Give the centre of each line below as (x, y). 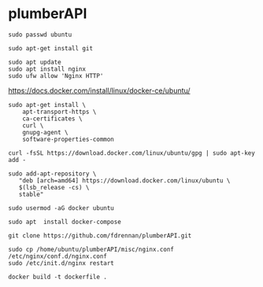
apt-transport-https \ (59, 112)
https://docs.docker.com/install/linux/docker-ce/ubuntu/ (99, 90)
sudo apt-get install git (50, 48)
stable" (31, 194)
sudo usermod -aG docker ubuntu (61, 208)
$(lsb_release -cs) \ (54, 187)
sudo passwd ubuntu (40, 35)
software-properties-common (68, 139)
